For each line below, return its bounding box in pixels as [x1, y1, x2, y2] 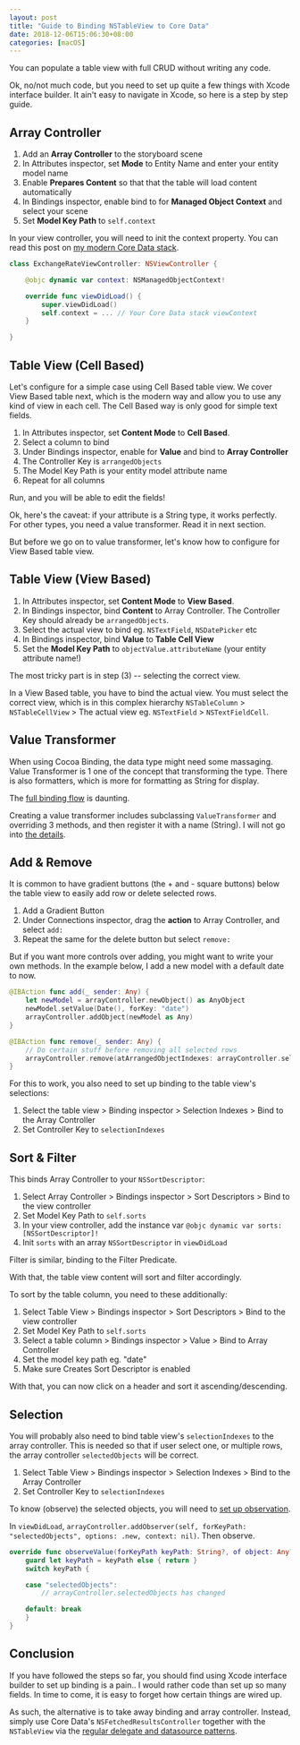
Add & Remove [9, 855, 93, 870]
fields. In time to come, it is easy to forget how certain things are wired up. [9, 1689, 283, 1699]
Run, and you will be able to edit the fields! [9, 492, 166, 502]
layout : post [9, 13, 58, 22]
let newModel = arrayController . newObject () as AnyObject [25, 996, 246, 1005]
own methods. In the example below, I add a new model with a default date [9, 961, 284, 971]
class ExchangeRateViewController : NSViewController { [9, 260, 218, 269]
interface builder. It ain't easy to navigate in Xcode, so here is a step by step [9, 90, 288, 100]
